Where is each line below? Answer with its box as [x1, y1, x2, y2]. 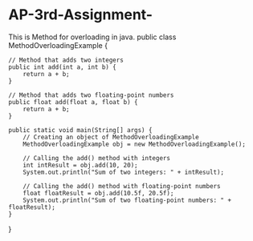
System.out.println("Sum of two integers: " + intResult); [22, 168, 225, 176]
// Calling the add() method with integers [22, 154, 171, 162]
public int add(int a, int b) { [8, 62, 116, 71]
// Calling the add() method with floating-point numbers [22, 182, 221, 190]
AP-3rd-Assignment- [8, 6, 153, 24]
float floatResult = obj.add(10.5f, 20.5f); [22, 189, 174, 197]
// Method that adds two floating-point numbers [8, 90, 174, 99]
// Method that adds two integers [8, 56, 124, 64]
